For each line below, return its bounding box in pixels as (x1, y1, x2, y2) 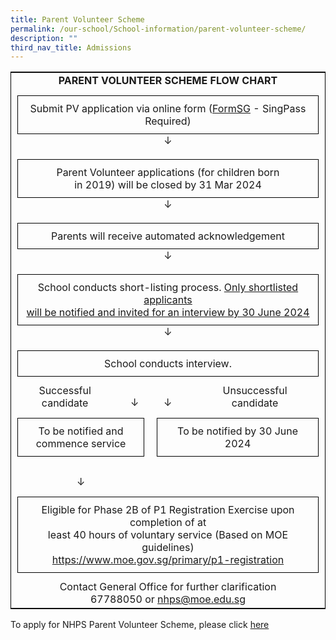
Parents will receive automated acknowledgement (51, 229, 285, 243)
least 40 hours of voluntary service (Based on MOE (47, 528, 289, 542)
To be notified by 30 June (177, 424, 299, 438)
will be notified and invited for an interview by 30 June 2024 (26, 306, 310, 320)
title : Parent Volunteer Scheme (10, 14, 145, 25)
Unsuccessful (222, 384, 288, 398)
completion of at (129, 516, 207, 530)
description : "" (10, 33, 78, 43)
